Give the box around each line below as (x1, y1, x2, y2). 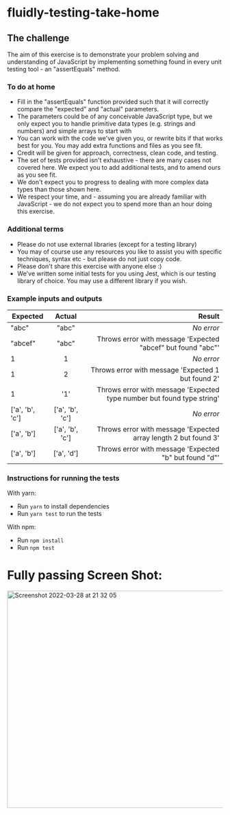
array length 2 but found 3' (133, 433, 220, 443)
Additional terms (7, 225, 64, 234)
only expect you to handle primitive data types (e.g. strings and (16, 120, 196, 128)
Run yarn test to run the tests (16, 510, 102, 518)
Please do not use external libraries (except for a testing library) (16, 240, 197, 248)
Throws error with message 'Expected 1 (90, 365, 220, 375)
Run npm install (16, 536, 64, 544)
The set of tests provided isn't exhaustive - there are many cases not (16, 156, 212, 164)
